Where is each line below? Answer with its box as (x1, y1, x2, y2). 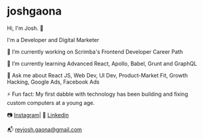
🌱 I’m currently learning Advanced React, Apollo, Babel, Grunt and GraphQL (7, 60, 197, 67)
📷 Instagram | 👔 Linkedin (7, 111, 69, 118)
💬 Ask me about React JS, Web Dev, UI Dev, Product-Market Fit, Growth (7, 71, 188, 79)
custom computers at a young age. (7, 99, 95, 106)
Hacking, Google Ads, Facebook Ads (7, 78, 100, 85)
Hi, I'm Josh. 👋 (7, 24, 44, 32)
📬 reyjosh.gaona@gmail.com (7, 126, 82, 133)
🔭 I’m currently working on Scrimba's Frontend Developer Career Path (7, 48, 183, 55)
